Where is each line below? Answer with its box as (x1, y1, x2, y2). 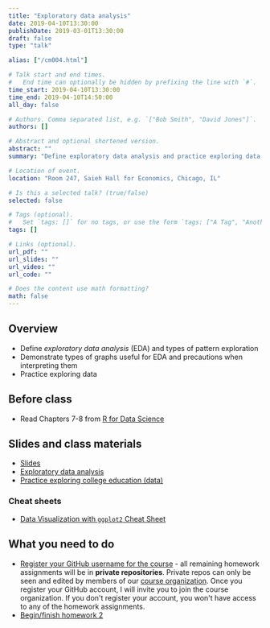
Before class (8, 392, 72, 407)
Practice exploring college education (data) (19, 476, 163, 485)
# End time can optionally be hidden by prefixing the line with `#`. (8, 78, 257, 86)
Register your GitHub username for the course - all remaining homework (19, 559, 260, 568)
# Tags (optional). (8, 211, 74, 219)
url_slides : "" (8, 255, 59, 263)
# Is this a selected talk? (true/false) (8, 188, 149, 197)
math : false (8, 292, 48, 300)
